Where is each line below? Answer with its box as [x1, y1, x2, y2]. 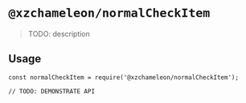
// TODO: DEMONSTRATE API [8, 87, 95, 95]
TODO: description [27, 29, 91, 38]
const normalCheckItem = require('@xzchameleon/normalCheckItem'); [8, 73, 240, 81]
